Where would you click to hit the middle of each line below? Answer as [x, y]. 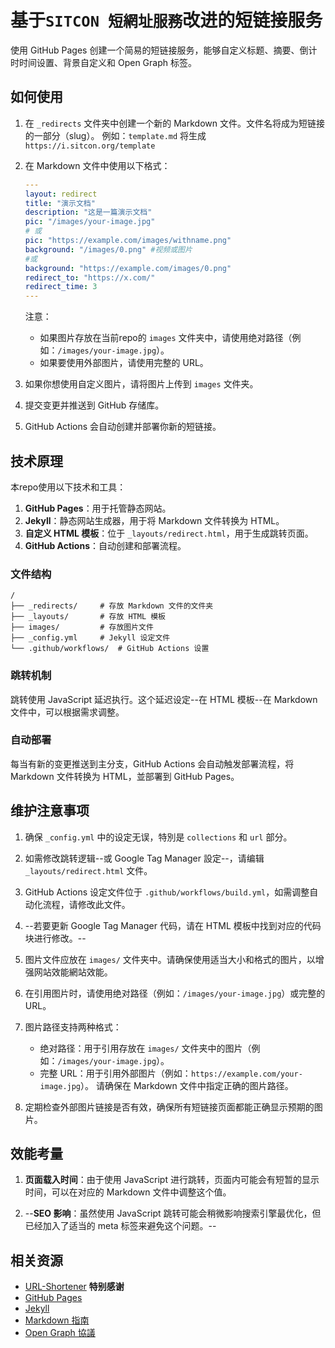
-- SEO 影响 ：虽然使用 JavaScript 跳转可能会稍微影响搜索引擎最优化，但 [173, 1213]
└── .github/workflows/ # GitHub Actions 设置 [110, 649]
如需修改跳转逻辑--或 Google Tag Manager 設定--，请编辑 [144, 858]
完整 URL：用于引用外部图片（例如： [115, 1073]
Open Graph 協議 [60, 1333]
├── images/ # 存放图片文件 [82, 627]
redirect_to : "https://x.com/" [90, 277]
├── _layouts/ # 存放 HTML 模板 [88, 617]
